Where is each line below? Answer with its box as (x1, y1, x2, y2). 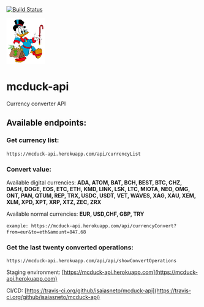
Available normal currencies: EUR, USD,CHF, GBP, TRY (6, 210, 145, 218)
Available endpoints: (6, 118, 87, 128)
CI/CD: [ (6, 287, 27, 294)
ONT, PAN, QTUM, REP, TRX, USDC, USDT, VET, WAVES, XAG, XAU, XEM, (6, 192, 196, 199)
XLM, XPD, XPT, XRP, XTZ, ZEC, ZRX (6, 198, 102, 205)
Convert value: (6, 165, 52, 173)
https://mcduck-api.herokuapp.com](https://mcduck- (63, 268, 198, 276)
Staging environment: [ (6, 268, 64, 276)
